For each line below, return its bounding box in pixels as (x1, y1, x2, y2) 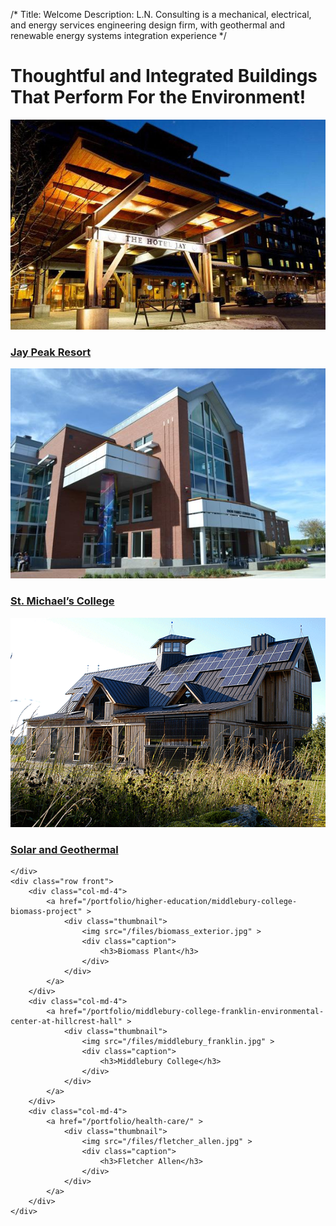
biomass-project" (10, 906, 83, 916)
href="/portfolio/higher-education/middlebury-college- (59, 896, 298, 906)
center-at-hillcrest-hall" (10, 1016, 123, 1026)
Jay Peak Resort (10, 345, 92, 359)
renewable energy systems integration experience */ (10, 30, 227, 41)
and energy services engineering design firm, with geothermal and (10, 19, 286, 31)
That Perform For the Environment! (10, 86, 307, 109)
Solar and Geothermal (10, 842, 119, 856)
